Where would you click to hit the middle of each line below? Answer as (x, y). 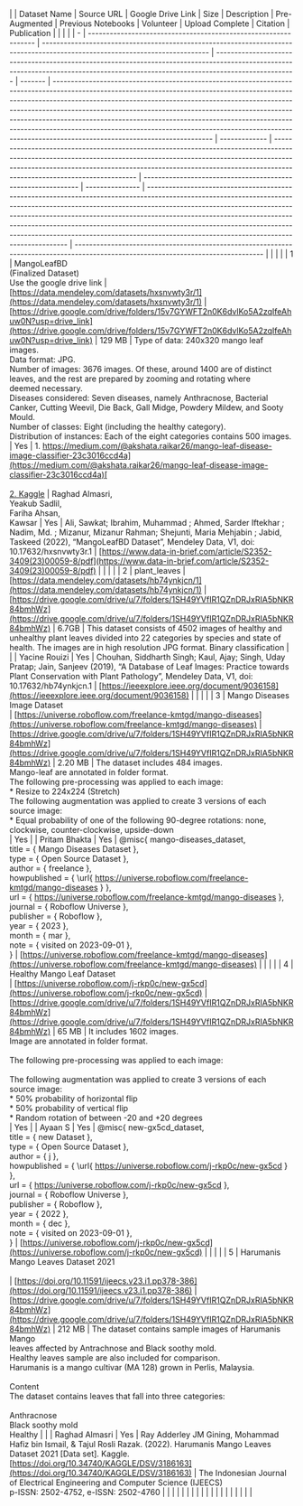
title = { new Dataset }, (51, 1137)
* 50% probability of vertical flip (69, 1108)
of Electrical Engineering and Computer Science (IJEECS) (116, 1483)
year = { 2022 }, (39, 1214)
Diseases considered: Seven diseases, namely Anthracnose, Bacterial (139, 398)
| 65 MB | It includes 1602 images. (115, 1031)
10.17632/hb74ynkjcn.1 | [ (55, 686)
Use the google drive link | (58, 283)
